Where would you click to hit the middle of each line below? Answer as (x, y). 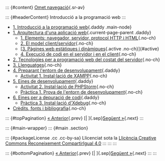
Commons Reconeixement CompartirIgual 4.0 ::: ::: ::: (61, 143)
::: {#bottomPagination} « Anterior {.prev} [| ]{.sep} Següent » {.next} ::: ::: (81, 153)
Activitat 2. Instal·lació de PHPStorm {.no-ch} (67, 87)
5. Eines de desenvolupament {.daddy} (53, 81)
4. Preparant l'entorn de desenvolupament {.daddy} (66, 70)
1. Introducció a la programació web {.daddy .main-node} (72, 27)
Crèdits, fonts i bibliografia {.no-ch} (49, 108)
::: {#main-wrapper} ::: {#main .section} (47, 128)
